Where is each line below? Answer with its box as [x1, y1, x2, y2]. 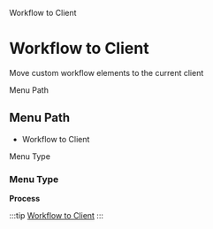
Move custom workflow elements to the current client [9, 67, 204, 78]
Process [9, 194, 41, 204]
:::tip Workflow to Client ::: [9, 210, 104, 221]
